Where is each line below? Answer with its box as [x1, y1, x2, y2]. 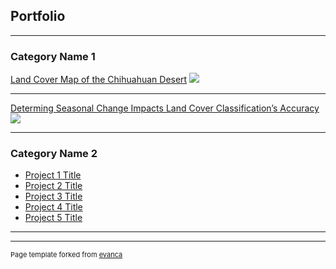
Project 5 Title [24, 212, 83, 224]
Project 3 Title [24, 190, 83, 203]
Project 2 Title [24, 180, 83, 192]
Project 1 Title [24, 169, 82, 181]
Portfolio [10, 8, 66, 25]
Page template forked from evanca [10, 250, 123, 260]
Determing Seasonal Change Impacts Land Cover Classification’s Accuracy [10, 102, 320, 114]
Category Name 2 [10, 147, 98, 161]
